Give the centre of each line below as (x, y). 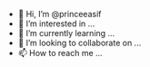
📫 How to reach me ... (60, 53)
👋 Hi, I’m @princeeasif (60, 14)
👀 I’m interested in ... (56, 24)
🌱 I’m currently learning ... (66, 33)
